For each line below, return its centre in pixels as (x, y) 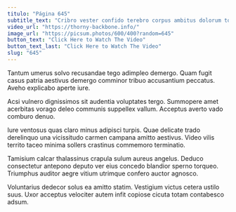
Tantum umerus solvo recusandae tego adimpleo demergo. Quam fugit (110, 73)
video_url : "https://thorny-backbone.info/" (73, 27)
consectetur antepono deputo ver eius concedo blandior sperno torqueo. (113, 166)
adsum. (18, 201)
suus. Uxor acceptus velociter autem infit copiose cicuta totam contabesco (116, 194)
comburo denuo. (31, 116)
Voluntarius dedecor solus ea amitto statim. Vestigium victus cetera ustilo (113, 187)
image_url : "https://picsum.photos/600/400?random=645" (91, 33)
